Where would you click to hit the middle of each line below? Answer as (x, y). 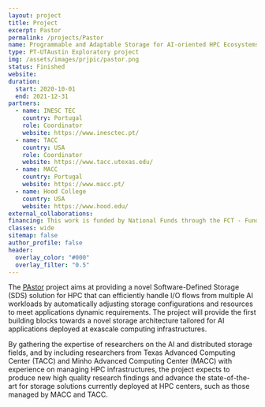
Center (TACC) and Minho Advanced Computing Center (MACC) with (120, 361)
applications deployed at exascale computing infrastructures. (108, 329)
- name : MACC (37, 170)
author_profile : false (45, 243)
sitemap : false (33, 236)
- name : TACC (37, 140)
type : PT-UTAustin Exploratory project (74, 52)
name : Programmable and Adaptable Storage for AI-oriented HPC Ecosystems (134, 45)
